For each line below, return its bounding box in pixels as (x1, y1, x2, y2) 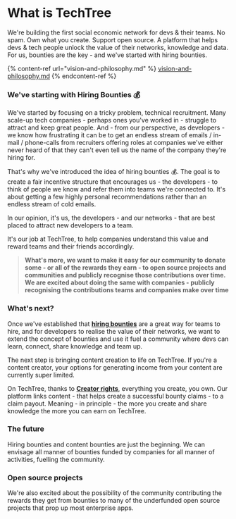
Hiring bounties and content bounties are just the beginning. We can (7, 440, 206, 449)
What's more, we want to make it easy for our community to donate (24, 256, 226, 265)
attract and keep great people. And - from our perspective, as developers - (7, 123, 225, 132)
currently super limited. (7, 370, 75, 379)
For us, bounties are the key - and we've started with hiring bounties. (7, 51, 208, 59)
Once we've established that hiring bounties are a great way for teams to (7, 319, 221, 328)
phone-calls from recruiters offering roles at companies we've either (24, 139, 223, 147)
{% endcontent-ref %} (51, 72, 117, 80)
